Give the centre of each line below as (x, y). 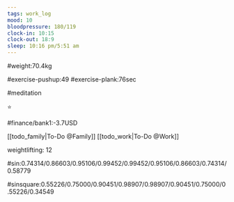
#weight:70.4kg (30, 66)
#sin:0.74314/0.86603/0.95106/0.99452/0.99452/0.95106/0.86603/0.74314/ (117, 163)
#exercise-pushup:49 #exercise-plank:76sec (72, 79)
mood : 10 (20, 20)
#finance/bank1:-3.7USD (42, 123)
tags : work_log (29, 14)
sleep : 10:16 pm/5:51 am (43, 46)
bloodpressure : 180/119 (42, 26)
